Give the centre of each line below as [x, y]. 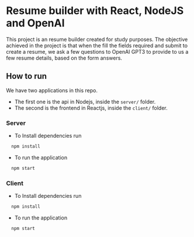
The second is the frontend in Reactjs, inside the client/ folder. [91, 108]
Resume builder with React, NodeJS [95, 11]
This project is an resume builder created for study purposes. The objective [97, 39]
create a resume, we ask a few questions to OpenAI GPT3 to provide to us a [97, 51]
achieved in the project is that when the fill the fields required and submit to [97, 46]
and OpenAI [36, 23]
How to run [27, 76]
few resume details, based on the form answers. [64, 58]
